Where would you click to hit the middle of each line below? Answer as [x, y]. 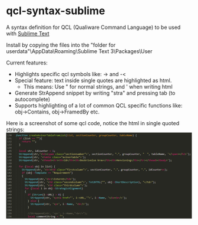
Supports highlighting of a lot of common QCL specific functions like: [98, 105]
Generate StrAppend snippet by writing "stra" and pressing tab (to [95, 93]
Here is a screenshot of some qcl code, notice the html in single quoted [93, 123]
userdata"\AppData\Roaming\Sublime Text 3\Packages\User [79, 51]
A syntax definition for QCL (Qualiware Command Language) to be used [93, 27]
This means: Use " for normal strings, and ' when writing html [98, 86]
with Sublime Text [28, 33]
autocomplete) [32, 99]
